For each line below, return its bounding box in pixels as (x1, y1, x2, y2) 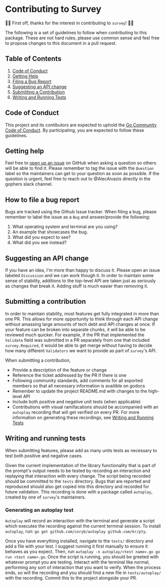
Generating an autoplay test (5, 506, 74, 513)
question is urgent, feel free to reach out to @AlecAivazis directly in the (5, 176, 151, 182)
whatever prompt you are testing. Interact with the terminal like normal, (5, 559, 150, 565)
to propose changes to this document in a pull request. (5, 40, 117, 46)
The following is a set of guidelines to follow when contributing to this (5, 29, 147, 35)
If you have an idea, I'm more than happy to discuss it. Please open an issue (5, 267, 160, 273)
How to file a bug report (5, 195, 79, 204)
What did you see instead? (12, 240, 67, 246)
